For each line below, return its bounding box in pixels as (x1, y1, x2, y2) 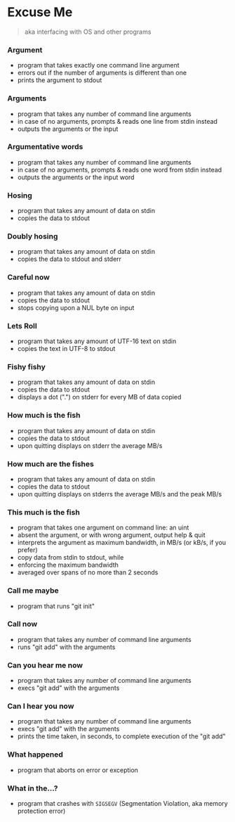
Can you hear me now (7, 660, 83, 670)
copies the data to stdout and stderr (17, 255, 121, 264)
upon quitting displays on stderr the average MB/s (17, 441, 163, 450)
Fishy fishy (7, 361, 46, 371)
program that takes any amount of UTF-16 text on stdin (17, 337, 177, 345)
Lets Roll (7, 321, 37, 330)
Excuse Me (7, 4, 73, 20)
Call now (7, 619, 38, 629)
